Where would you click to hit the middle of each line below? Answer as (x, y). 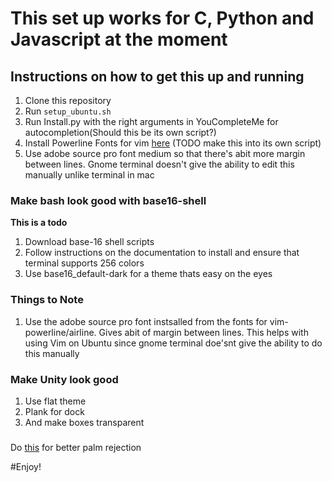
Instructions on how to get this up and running (157, 76)
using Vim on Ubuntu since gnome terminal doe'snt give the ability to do (173, 343)
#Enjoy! (26, 466)
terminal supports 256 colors (84, 263)
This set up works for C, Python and (162, 18)
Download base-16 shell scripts (89, 242)
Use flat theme (55, 401)
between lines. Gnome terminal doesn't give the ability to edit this (159, 164)
